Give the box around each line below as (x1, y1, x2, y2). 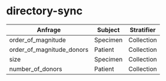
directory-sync (6, 4, 83, 18)
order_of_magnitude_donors (9, 45, 89, 54)
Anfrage (37, 26, 61, 34)
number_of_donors (9, 64, 62, 73)
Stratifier (129, 26, 156, 34)
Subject (96, 26, 120, 34)
